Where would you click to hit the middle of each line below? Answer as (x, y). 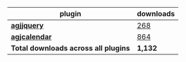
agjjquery (27, 25)
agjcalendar (31, 37)
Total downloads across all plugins (70, 48)
